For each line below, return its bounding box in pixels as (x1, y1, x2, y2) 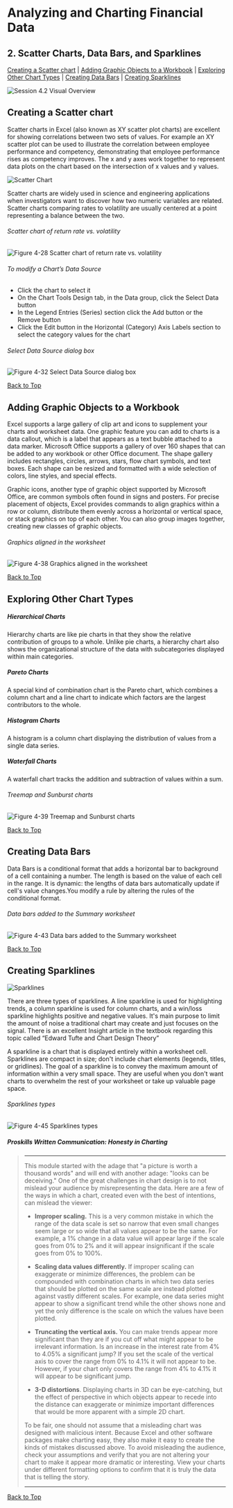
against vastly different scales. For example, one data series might (34, 1292, 224, 1300)
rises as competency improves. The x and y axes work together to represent (7, 154, 225, 163)
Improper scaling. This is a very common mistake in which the (34, 1212, 214, 1220)
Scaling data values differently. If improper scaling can (34, 1262, 194, 1270)
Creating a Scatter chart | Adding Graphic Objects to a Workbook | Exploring (7, 66, 225, 74)
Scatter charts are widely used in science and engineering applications (7, 189, 210, 197)
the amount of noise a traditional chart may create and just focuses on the (7, 1019, 218, 1027)
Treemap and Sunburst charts (7, 791, 94, 799)
